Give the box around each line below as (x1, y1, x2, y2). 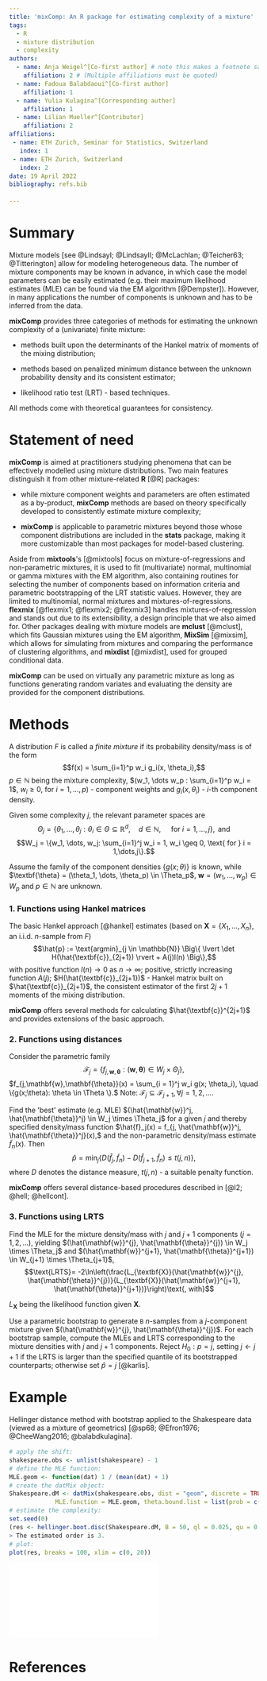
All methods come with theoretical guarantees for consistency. (9, 403, 213, 412)
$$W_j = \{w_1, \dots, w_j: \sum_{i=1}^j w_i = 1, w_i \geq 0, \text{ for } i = (16, 838, 252, 848)
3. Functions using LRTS (9, 1211, 105, 1223)
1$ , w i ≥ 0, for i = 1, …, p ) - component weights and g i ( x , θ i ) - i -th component (9, 784, 257, 796)
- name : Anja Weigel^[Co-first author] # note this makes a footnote (16, 64, 250, 71)
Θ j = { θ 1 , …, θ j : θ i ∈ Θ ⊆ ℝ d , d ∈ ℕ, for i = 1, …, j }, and (37, 822, 231, 836)
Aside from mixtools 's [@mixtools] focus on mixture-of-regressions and (9, 554, 246, 563)
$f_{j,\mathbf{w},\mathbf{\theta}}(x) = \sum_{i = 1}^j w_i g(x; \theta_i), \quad (9, 1079, 258, 1088)
